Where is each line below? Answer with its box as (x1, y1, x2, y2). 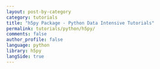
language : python (6, 43, 50, 49)
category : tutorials (6, 14, 58, 20)
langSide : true (6, 53, 45, 59)
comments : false (6, 31, 47, 37)
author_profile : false (6, 37, 63, 43)
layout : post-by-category (6, 8, 71, 15)
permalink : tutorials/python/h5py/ (6, 25, 96, 32)
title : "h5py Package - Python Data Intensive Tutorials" (6, 20, 155, 26)
